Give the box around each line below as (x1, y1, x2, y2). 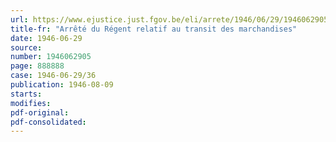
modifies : (10, 98, 52, 108)
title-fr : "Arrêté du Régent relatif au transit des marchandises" (10, 24, 298, 34)
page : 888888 (10, 61, 65, 71)
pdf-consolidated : (10, 117, 87, 127)
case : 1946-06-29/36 (10, 71, 97, 81)
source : (10, 42, 43, 53)
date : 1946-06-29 (10, 33, 83, 43)
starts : (10, 89, 43, 99)
